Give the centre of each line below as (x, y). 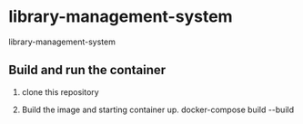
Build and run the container (87, 70)
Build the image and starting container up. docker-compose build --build (158, 110)
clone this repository (60, 91)
